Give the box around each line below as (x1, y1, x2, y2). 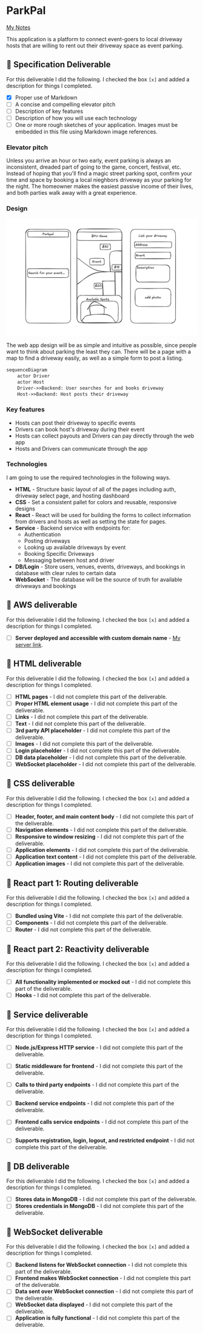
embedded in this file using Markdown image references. (15, 128, 158, 135)
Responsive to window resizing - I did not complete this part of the (15, 833, 184, 840)
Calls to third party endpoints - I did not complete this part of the (15, 1081, 179, 1088)
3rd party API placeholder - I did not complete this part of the (15, 726, 171, 734)
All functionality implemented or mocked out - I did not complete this (15, 978, 191, 986)
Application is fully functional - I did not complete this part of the (15, 1314, 180, 1321)
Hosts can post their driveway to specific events (15, 419, 136, 427)
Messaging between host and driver (24, 556, 115, 564)
